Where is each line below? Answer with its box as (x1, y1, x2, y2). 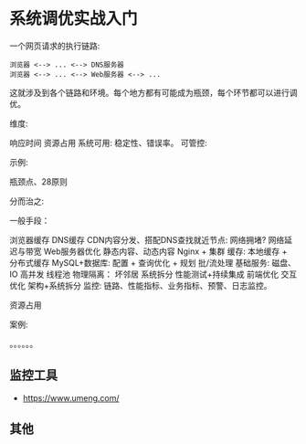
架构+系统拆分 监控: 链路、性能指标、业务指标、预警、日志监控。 (26, 280, 272, 291)
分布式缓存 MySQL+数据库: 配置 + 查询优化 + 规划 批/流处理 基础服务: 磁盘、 (9, 257, 297, 268)
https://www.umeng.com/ (22, 392, 120, 403)
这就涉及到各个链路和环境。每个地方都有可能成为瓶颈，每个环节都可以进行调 (9, 87, 298, 98)
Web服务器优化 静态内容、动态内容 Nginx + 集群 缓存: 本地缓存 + (43, 246, 288, 257)
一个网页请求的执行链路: (9, 40, 100, 51)
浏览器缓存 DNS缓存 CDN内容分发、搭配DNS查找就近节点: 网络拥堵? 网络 (9, 234, 285, 245)
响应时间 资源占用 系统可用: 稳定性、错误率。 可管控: (9, 137, 207, 148)
